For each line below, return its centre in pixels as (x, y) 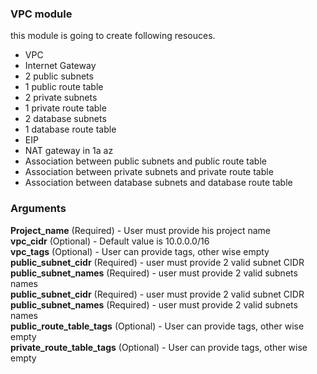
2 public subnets (59, 76)
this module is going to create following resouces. (113, 36)
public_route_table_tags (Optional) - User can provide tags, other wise (157, 326)
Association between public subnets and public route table (145, 161)
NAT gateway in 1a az (69, 151)
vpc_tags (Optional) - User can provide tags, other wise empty (140, 251)
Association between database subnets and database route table (158, 183)
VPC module (41, 14)
